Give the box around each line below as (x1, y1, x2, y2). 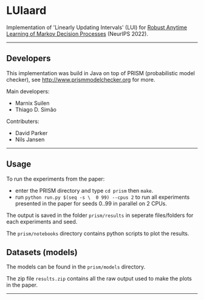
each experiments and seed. (6, 218, 78, 225)
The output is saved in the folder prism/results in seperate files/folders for (6, 212, 194, 219)
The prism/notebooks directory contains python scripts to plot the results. (6, 230, 189, 237)
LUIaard (6, 4, 47, 18)
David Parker (15, 129, 48, 136)
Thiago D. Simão (15, 105, 56, 113)
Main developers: (6, 87, 50, 95)
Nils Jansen (15, 136, 45, 143)
